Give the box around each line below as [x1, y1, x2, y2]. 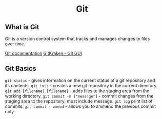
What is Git [5, 23, 40, 31]
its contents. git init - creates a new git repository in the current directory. [5, 82, 158, 88]
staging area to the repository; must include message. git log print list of [5, 98, 153, 104]
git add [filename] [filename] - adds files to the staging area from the [5, 88, 150, 94]
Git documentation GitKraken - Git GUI [5, 50, 82, 56]
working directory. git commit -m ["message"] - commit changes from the [5, 93, 154, 99]
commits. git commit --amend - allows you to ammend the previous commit [5, 103, 156, 109]
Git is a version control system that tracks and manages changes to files [5, 36, 150, 41]
